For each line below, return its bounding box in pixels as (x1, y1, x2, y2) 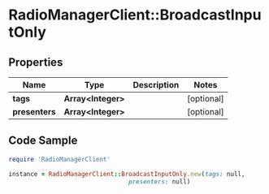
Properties (8, 55, 63, 69)
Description (132, 80, 180, 90)
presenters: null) (128, 177, 191, 186)
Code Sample (8, 134, 78, 148)
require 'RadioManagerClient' (8, 155, 111, 163)
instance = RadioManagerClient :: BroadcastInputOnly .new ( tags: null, (8, 170, 245, 178)
